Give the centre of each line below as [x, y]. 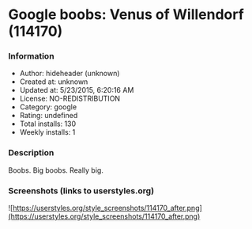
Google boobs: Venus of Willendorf [126, 15]
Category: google [48, 107]
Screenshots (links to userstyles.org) [81, 190]
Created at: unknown [54, 82]
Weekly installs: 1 [47, 132]
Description [31, 153]
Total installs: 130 [48, 124]
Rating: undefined [49, 116]
